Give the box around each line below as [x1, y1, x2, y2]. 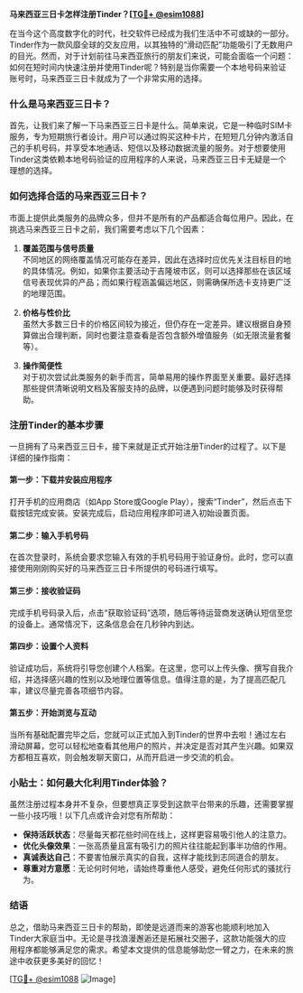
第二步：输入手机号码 [9, 530, 88, 541]
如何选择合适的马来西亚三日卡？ [9, 190, 149, 202]
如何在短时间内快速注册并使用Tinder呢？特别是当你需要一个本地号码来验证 [9, 62, 287, 72]
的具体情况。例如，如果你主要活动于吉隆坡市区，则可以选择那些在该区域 [22, 265, 291, 276]
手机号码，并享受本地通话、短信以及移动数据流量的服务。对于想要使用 [24, 143, 286, 153]
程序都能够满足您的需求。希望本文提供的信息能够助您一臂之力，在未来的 [16, 943, 286, 955]
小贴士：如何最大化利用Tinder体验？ [9, 776, 169, 789]
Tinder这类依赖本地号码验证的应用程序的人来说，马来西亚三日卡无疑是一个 [9, 153, 287, 165]
